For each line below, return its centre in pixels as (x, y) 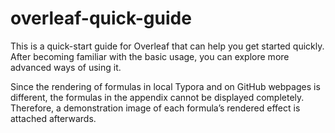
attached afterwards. (53, 118)
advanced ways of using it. (66, 67)
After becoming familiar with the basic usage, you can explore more (150, 56)
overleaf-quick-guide (101, 18)
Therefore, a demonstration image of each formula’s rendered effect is (155, 108)
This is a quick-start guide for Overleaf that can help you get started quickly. (167, 46)
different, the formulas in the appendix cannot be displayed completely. (157, 97)
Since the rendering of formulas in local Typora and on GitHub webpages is (165, 86)
